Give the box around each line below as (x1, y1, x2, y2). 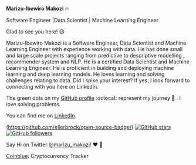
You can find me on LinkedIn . (6, 112, 77, 119)
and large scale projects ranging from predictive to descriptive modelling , (6, 52, 185, 59)
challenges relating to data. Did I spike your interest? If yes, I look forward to (6, 77, 190, 84)
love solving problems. (6, 101, 61, 107)
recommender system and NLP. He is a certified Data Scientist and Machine (6, 58, 190, 65)
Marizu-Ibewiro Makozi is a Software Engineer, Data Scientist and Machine (6, 39, 187, 46)
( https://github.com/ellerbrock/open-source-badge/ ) (6, 123, 134, 130)
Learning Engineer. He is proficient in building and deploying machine (6, 65, 174, 71)
